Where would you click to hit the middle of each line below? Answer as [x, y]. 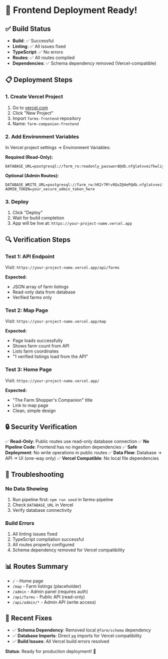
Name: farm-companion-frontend [45, 123]
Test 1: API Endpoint [30, 256]
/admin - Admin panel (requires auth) [50, 592]
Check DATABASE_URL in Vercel [43, 505]
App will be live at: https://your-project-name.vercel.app [72, 223]
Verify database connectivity [42, 510]
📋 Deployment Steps [39, 80]
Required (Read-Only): [29, 157]
